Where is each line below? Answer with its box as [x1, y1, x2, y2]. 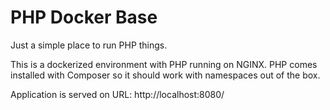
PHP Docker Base [10, 6, 158, 29]
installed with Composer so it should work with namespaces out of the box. [10, 69, 321, 81]
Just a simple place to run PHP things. [10, 39, 168, 51]
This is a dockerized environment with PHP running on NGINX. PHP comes [10, 58, 318, 70]
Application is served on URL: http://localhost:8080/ [10, 88, 225, 100]
